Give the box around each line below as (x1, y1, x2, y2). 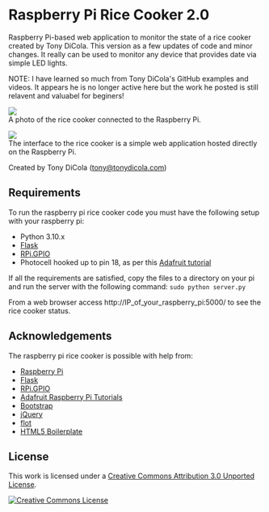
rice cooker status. (8, 305, 71, 316)
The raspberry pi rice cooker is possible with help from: (8, 350, 194, 360)
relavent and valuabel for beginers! (8, 90, 124, 100)
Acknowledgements (8, 329, 112, 343)
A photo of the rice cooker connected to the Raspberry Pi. (8, 115, 202, 124)
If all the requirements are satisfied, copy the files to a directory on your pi (8, 273, 255, 283)
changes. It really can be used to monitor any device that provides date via (8, 49, 257, 59)
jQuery (19, 409, 43, 419)
